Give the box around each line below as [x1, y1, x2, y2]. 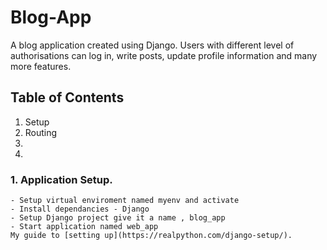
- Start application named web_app [10, 222, 159, 232]
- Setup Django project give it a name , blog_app [10, 213, 226, 223]
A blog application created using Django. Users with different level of [10, 39, 295, 51]
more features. [10, 60, 72, 72]
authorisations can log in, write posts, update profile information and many [10, 49, 318, 61]
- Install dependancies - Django [10, 204, 150, 215]
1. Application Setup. [10, 172, 113, 186]
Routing [24, 126, 58, 138]
